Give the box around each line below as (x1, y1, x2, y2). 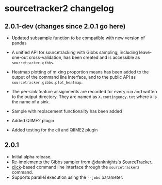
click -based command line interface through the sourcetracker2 (11, 164, 140, 170)
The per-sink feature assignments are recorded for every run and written (11, 89, 157, 94)
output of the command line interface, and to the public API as (11, 74, 136, 80)
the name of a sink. (11, 99, 50, 104)
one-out (11, 55, 28, 60)
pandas (11, 40, 27, 46)
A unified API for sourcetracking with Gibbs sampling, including (11, 49, 138, 55)
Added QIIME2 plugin (11, 118, 54, 123)
